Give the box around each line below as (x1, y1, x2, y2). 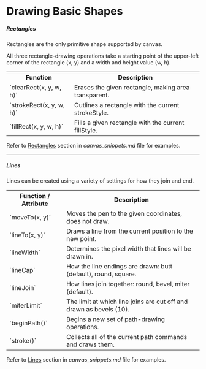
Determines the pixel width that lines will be (66, 245, 191, 253)
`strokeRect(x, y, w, (9, 101, 66, 110)
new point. (66, 235, 97, 243)
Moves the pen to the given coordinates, (66, 210, 183, 218)
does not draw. (66, 217, 110, 226)
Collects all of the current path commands (66, 333, 188, 341)
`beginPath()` (9, 319, 48, 327)
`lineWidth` (9, 248, 41, 257)
